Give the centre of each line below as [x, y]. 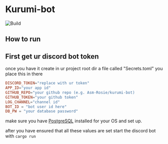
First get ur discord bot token [52, 56]
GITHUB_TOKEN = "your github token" [42, 97]
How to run [23, 39]
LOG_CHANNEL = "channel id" [32, 102]
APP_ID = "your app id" [28, 88]
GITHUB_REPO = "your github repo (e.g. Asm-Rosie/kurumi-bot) [70, 92]
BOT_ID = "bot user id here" [36, 107]
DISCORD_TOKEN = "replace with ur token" [47, 83]
